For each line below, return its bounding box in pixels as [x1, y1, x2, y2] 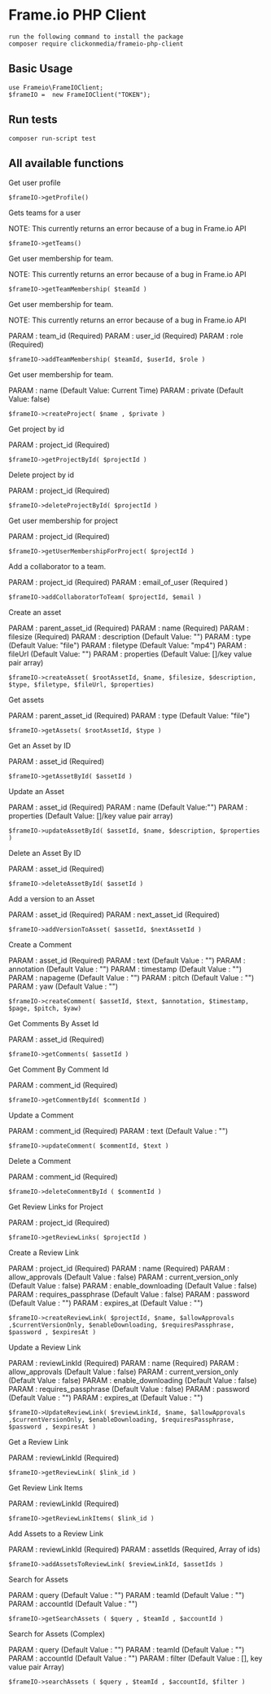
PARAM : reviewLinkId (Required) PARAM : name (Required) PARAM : [8, 1358, 239, 1368]
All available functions [8, 156, 125, 170]
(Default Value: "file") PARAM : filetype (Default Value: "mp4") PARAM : [8, 641, 247, 651]
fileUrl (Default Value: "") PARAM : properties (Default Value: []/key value [8, 649, 252, 659]
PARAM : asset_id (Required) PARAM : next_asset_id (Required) [8, 910, 221, 919]
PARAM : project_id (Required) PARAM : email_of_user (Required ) [8, 577, 228, 587]
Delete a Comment [8, 1156, 72, 1166]
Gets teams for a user [8, 208, 81, 217]
